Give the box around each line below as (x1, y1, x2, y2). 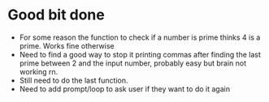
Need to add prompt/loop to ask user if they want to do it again (19, 83, 231, 94)
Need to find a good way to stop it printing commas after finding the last (19, 49, 262, 59)
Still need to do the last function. (19, 75, 128, 85)
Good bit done (7, 6, 105, 24)
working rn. (19, 66, 59, 76)
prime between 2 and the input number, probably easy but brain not (19, 58, 247, 68)
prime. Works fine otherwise (19, 40, 115, 50)
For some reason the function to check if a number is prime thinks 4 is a (19, 32, 261, 42)
